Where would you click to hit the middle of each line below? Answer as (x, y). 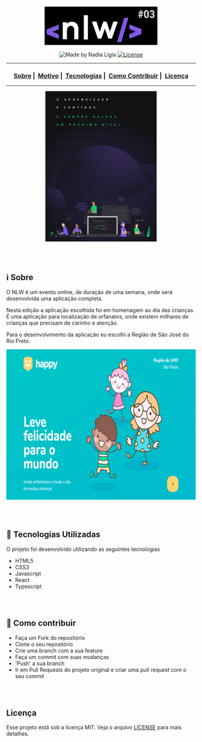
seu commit (29, 676)
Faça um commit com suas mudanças (62, 657)
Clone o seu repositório (44, 644)
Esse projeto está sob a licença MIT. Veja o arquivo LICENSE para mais (94, 728)
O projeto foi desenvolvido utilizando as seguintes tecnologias (83, 549)
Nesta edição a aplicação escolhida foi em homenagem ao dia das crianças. (100, 310)
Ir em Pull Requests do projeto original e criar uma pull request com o (101, 670)
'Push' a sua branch (40, 663)
